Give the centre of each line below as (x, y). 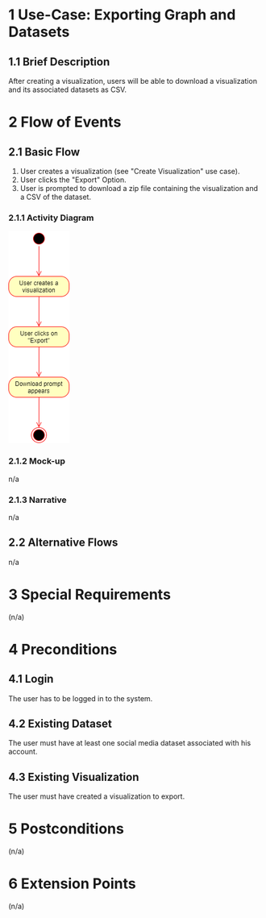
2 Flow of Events (65, 122)
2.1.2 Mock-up (37, 461)
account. (23, 752)
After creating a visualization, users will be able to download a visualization (133, 81)
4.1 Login (31, 679)
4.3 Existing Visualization (74, 777)
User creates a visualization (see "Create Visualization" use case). (130, 171)
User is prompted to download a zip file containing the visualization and (139, 188)
